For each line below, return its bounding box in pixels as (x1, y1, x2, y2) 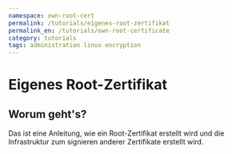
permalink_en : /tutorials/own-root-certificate (8, 26, 170, 34)
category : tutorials (8, 34, 78, 42)
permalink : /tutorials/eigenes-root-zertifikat (8, 19, 170, 27)
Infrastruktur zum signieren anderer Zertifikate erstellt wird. (8, 137, 204, 147)
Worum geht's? (8, 107, 87, 120)
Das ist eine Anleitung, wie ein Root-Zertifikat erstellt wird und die (8, 128, 225, 138)
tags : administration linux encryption (8, 41, 142, 49)
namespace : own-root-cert (8, 11, 94, 20)
